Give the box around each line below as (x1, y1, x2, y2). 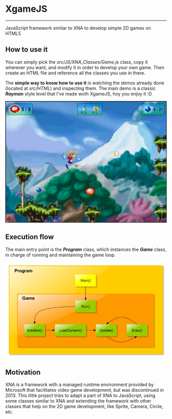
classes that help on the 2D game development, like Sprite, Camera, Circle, (5, 404, 163, 410)
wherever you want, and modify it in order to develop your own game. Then (5, 64, 165, 70)
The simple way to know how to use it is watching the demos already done (5, 80, 165, 86)
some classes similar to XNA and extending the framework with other (5, 398, 152, 404)
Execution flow (5, 233, 54, 241)
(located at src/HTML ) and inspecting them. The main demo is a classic (5, 85, 156, 91)
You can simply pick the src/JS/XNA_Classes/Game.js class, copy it (5, 59, 148, 65)
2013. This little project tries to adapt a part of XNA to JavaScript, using (5, 392, 156, 398)
